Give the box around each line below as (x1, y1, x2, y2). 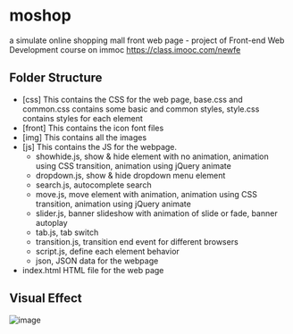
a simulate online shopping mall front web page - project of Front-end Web (9, 35, 285, 46)
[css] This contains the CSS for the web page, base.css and (21, 94, 243, 104)
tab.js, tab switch (35, 227, 99, 238)
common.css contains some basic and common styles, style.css (21, 104, 260, 114)
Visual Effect (9, 291, 82, 306)
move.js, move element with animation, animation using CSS (35, 188, 257, 199)
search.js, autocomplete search (35, 180, 152, 190)
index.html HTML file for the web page (21, 264, 164, 275)
